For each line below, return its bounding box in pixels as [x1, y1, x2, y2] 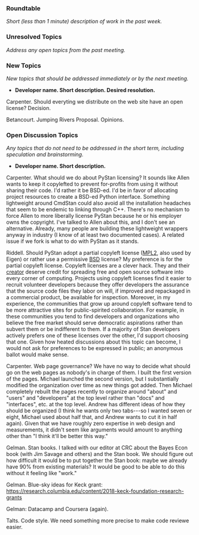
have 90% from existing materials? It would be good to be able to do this [6, 463, 185, 470]
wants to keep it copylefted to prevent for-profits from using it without [6, 181, 178, 188]
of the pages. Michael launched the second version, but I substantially [6, 375, 179, 382]
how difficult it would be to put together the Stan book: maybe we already [6, 457, 188, 464]
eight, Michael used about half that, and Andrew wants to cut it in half [6, 414, 177, 421]
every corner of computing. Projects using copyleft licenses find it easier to [6, 275, 192, 282]
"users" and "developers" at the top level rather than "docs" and [6, 394, 165, 402]
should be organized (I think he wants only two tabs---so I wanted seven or [6, 407, 192, 414]
